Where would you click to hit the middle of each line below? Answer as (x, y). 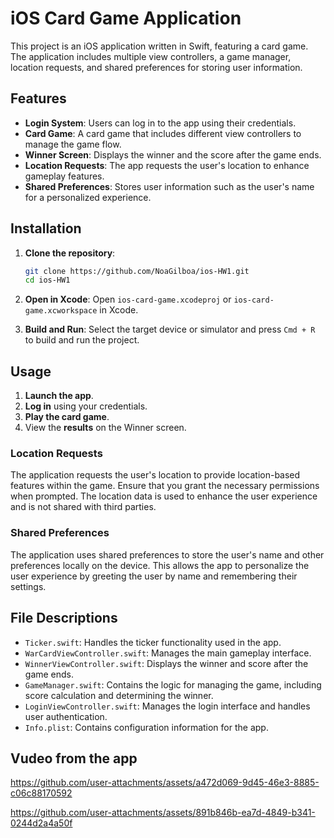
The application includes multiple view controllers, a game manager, (151, 56)
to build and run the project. (82, 340)
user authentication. (66, 716)
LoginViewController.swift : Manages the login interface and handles (167, 706)
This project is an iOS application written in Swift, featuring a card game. (159, 46)
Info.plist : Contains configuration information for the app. (146, 727)
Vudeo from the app (74, 758)
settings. (28, 586)
